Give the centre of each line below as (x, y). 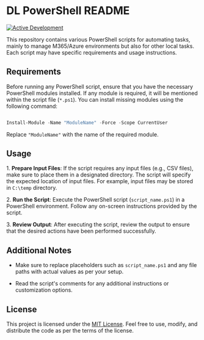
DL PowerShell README (68, 11)
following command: (32, 106)
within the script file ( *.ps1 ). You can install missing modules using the (95, 99)
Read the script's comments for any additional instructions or (92, 284)
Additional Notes (39, 250)
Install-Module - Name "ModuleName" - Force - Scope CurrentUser (87, 123)
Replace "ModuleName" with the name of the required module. (82, 134)
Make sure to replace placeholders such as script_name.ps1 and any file (106, 265)
